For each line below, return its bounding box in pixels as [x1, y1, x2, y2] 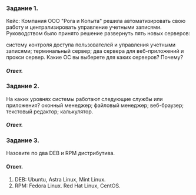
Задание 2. [6, 82, 40, 90]
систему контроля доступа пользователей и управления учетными [6, 41, 176, 48]
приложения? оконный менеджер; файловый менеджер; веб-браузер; [6, 102, 184, 109]
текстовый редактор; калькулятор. [6, 107, 94, 115]
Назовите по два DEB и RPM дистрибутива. [6, 149, 115, 156]
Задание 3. [6, 136, 40, 144]
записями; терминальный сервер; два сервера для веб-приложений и [6, 48, 184, 55]
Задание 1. [6, 4, 38, 12]
